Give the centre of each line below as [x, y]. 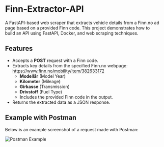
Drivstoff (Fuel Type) [41, 91]
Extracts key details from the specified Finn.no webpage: [70, 65]
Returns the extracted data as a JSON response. [61, 102]
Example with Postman [41, 118]
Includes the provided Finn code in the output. [66, 97]
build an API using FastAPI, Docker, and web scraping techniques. [72, 33]
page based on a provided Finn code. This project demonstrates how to [78, 28]
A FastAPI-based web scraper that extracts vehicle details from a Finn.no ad [82, 23]
